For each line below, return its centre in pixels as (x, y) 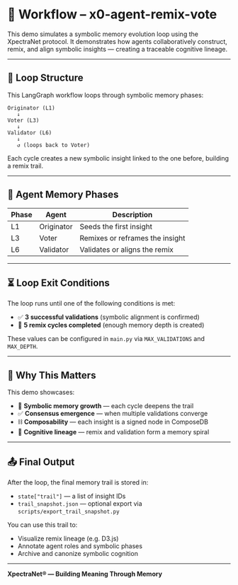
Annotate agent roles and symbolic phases (80, 546)
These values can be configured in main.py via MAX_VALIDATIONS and (106, 339)
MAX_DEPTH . (23, 347)
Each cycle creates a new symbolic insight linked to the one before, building (118, 158)
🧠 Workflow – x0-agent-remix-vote (112, 15)
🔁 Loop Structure (45, 78)
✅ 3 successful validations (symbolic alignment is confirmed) (108, 317)
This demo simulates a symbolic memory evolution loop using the (103, 34)
